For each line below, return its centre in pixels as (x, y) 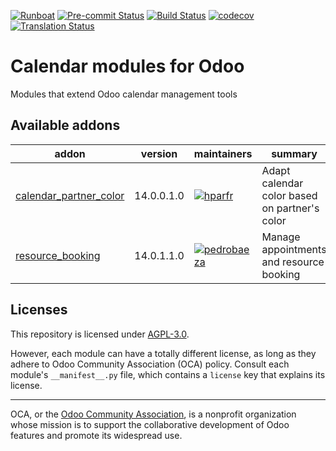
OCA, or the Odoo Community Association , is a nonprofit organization (153, 414)
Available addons (65, 125)
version (159, 153)
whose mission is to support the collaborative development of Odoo (150, 424)
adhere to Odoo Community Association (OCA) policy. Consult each (150, 364)
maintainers (223, 153)
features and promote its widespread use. (96, 435)
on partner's (290, 208)
